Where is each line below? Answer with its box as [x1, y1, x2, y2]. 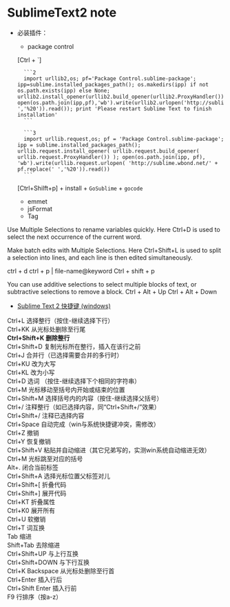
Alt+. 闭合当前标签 [7, 463, 59, 471]
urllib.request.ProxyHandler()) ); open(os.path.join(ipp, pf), [17, 153, 206, 160]
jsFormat [27, 204, 53, 213]
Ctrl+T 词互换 [7, 523, 45, 532]
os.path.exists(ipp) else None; [17, 87, 110, 94]
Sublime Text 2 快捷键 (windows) [17, 302, 112, 310]
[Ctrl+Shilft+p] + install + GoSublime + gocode [17, 184, 143, 192]
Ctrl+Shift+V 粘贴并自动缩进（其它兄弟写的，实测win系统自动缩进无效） [7, 445, 211, 454]
